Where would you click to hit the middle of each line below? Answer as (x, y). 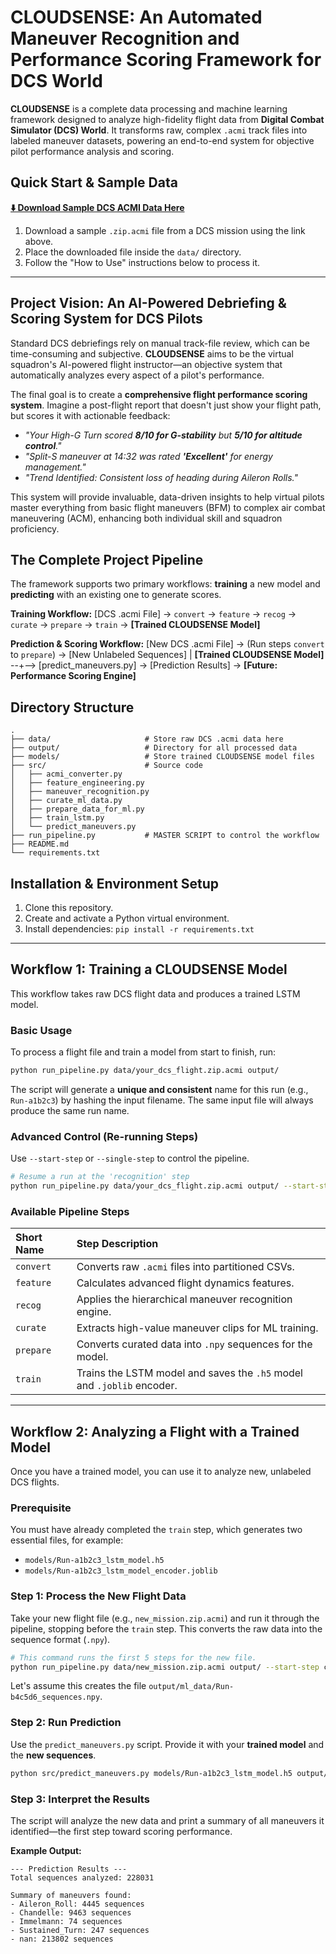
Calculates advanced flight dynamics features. (185, 1283)
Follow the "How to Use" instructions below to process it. (142, 262)
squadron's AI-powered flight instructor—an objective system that (146, 364)
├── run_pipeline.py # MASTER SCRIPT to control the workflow (165, 836)
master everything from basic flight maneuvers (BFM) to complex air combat (168, 507)
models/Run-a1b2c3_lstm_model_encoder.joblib (121, 1571)
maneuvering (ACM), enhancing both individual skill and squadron (146, 518)
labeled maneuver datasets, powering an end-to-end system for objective (162, 140)
